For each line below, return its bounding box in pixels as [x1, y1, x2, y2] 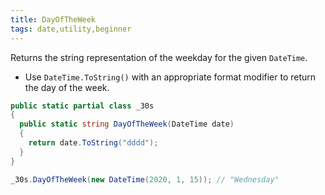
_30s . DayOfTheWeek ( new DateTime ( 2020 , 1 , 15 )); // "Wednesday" [10, 174, 280, 185]
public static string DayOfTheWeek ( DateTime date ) [19, 119, 235, 130]
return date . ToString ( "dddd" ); [28, 138, 159, 148]
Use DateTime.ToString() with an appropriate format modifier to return [24, 71, 317, 83]
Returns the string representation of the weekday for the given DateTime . [10, 51, 308, 63]
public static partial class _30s [10, 101, 155, 111]
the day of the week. [24, 81, 110, 93]
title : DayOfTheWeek [10, 14, 97, 25]
